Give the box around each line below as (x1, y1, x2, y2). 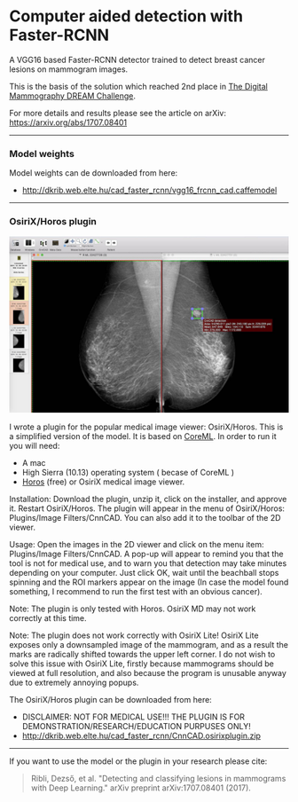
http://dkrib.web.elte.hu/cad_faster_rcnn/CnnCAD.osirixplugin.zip (21, 730, 262, 742)
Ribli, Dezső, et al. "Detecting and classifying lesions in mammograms (30, 774, 286, 784)
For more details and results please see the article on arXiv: (9, 107, 226, 118)
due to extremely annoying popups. (9, 677, 139, 688)
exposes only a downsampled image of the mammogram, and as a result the (9, 640, 288, 650)
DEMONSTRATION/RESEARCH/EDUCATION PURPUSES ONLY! (21, 721, 251, 732)
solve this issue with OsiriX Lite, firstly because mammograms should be (9, 658, 275, 669)
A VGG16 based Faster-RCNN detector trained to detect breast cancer (9, 54, 266, 65)
